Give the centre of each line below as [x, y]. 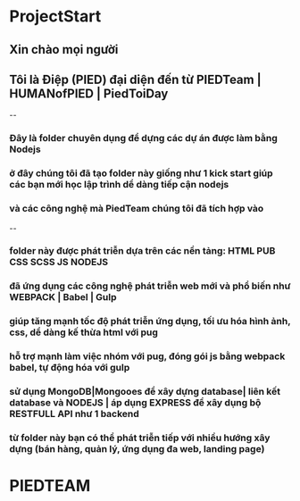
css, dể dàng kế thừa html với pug [84, 332]
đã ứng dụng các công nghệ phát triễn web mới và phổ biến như [150, 286]
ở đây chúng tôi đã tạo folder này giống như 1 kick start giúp [142, 173]
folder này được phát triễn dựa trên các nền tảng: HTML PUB [142, 251]
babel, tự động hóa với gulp [70, 368]
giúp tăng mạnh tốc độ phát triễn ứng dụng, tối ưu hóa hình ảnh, [150, 321]
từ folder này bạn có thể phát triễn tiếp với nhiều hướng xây [140, 438]
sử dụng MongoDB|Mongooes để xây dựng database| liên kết [145, 392]
